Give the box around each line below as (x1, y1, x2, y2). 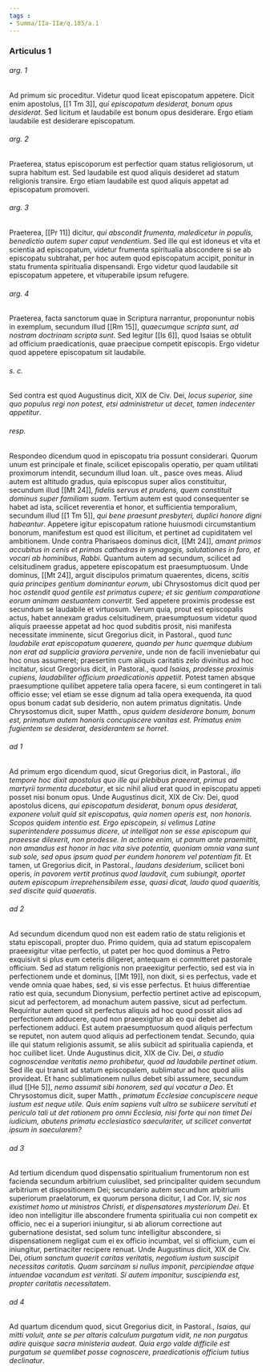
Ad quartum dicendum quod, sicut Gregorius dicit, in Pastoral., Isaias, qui (9, 1322, 251, 1331)
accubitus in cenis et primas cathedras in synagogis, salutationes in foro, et (9, 544, 260, 554)
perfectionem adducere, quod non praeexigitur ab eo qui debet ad (9, 1015, 228, 1024)
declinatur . (9, 1356, 45, 1366)
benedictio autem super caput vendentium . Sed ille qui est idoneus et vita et (9, 236, 261, 246)
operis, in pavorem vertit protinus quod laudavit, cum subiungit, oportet (9, 869, 245, 878)
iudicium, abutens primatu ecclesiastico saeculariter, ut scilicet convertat (9, 1116, 252, 1126)
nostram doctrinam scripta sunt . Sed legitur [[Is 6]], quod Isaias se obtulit (9, 330, 252, 341)
